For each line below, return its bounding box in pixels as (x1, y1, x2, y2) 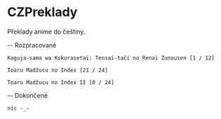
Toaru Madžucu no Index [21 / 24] (7, 66, 109, 73)
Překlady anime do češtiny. (7, 27, 86, 36)
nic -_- (7, 104, 30, 112)
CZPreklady (7, 4, 78, 20)
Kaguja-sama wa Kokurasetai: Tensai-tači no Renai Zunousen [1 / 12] (7, 54, 215, 62)
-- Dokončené (7, 91, 48, 99)
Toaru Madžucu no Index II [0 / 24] (7, 78, 114, 86)
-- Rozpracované (7, 41, 57, 49)
